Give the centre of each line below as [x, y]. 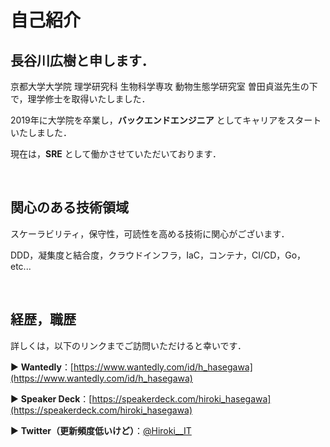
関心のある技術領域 [69, 207]
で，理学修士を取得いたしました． [80, 99]
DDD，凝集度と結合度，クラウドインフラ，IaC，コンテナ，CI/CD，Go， [158, 255]
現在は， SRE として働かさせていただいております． [116, 154]
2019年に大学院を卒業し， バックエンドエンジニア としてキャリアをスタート [166, 120]
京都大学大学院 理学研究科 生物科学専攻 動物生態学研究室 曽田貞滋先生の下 [164, 86]
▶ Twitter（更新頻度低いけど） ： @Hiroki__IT [101, 430]
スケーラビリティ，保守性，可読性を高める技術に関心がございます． [150, 233]
